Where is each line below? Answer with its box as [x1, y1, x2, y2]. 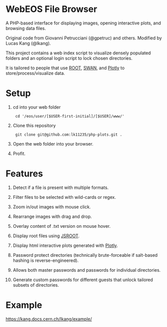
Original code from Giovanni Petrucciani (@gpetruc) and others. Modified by [5, 35, 162, 41]
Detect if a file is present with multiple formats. [12, 184, 109, 190]
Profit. [12, 151, 26, 157]
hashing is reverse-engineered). [12, 257, 79, 263]
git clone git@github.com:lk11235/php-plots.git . [15, 132, 122, 137]
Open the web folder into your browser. [12, 141, 93, 147]
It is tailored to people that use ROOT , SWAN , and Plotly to [5, 65, 125, 71]
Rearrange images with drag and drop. [12, 213, 92, 219]
